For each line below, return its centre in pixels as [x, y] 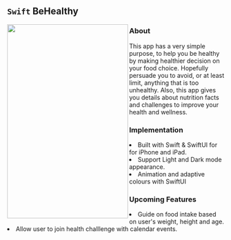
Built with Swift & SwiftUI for [178, 145]
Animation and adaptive [171, 174]
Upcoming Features [163, 199]
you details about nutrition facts [174, 97]
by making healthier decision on [174, 61]
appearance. [147, 167]
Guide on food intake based [177, 214]
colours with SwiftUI [158, 181]
